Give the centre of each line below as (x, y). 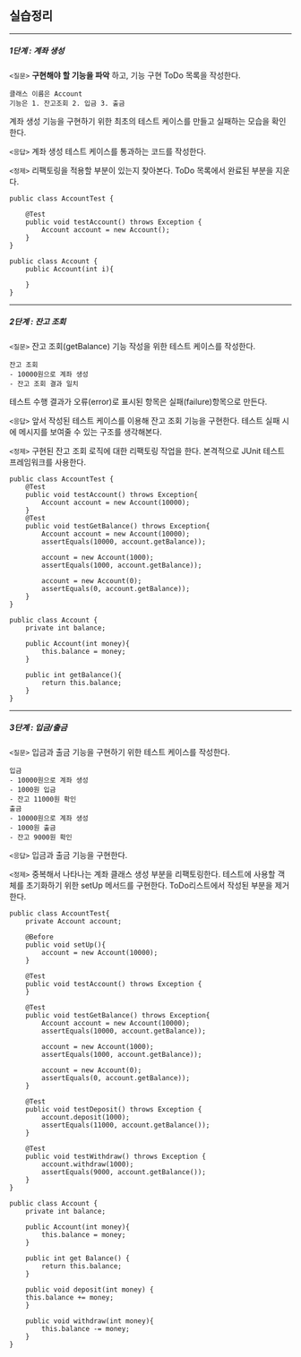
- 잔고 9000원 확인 (41, 837)
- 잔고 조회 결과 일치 (44, 383)
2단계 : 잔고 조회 (38, 322)
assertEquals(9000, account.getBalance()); (124, 1172)
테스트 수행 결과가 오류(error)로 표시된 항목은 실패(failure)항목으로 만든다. (138, 401)
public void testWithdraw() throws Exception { (116, 1156)
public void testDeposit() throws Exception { (114, 1109)
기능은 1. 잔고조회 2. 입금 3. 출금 (67, 103)
